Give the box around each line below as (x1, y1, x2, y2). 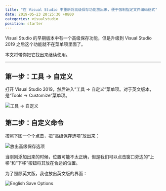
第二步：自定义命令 (5, 119, 64, 127)
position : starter (5, 21, 43, 26)
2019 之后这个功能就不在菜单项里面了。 (5, 41, 85, 47)
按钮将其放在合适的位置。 (28, 160, 81, 166)
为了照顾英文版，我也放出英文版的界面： (5, 170, 87, 176)
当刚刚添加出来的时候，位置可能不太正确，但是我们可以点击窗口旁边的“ (5, 153, 150, 159)
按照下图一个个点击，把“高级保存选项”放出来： (5, 133, 100, 139)
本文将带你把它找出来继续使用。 (5, 52, 70, 58)
